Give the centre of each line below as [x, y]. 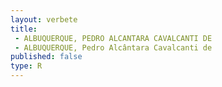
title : [24, 29]
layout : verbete [44, 19]
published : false [46, 57]
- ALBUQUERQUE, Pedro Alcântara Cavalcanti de [113, 47]
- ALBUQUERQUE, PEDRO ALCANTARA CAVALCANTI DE [113, 38]
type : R [26, 66]
